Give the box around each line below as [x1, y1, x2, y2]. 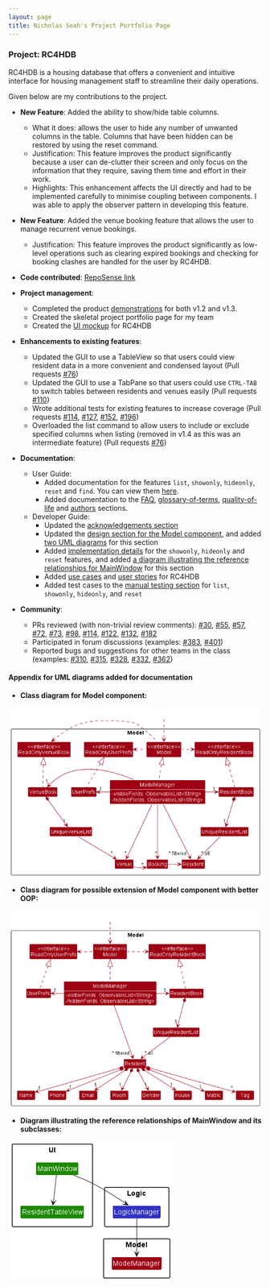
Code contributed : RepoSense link [19, 272, 136, 282]
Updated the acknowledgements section [43, 520, 178, 529]
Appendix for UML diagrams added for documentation [8, 673, 193, 683]
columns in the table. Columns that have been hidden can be [31, 131, 233, 141]
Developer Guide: [31, 512, 90, 521]
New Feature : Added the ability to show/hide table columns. [19, 107, 219, 117]
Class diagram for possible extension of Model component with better [19, 885, 259, 895]
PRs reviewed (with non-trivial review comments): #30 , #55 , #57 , [31, 620, 247, 629]
